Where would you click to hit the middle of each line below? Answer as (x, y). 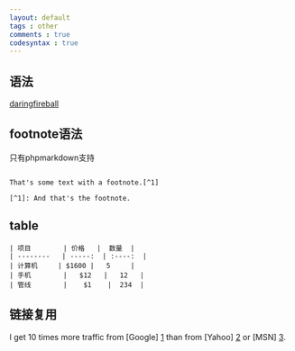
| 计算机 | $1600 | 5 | (72, 265)
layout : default (40, 18)
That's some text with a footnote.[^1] (84, 182)
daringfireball (34, 103)
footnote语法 (46, 135)
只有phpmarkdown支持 (52, 157)
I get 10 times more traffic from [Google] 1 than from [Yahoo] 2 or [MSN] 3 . (147, 337)
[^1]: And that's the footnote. (70, 198)
